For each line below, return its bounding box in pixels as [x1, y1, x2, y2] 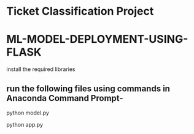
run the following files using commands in [6, 83, 171, 94]
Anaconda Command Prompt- [6, 93, 123, 103]
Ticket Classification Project [6, 4, 154, 18]
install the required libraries [6, 65, 76, 73]
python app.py [6, 121, 44, 128]
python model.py [6, 109, 49, 116]
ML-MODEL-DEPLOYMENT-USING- [6, 32, 188, 47]
